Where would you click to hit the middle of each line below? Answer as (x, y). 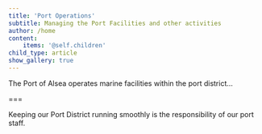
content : (23, 38)
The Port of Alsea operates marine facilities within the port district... (121, 83)
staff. (17, 123)
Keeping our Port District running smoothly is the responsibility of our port (131, 114)
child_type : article (43, 53)
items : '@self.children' (64, 46)
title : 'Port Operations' (52, 16)
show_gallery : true (41, 61)
